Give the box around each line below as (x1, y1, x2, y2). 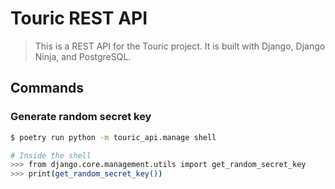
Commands (10, 80, 85, 97)
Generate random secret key (10, 110, 152, 124)
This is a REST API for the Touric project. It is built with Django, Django (34, 40, 326, 52)
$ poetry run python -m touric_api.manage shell (10, 132, 217, 142)
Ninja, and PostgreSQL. (34, 50, 132, 62)
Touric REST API (10, 7, 148, 30)
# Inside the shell (10, 150, 92, 161)
